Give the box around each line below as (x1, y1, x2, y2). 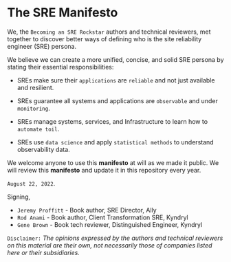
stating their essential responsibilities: (7, 63, 114, 71)
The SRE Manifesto (7, 5, 118, 21)
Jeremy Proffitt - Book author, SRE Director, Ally (16, 206, 157, 214)
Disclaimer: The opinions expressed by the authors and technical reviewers (7, 234, 223, 242)
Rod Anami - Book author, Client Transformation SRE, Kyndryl (16, 213, 188, 221)
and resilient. (16, 83, 54, 91)
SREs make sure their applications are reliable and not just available (16, 76, 215, 84)
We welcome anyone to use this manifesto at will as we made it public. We (7, 158, 219, 166)
